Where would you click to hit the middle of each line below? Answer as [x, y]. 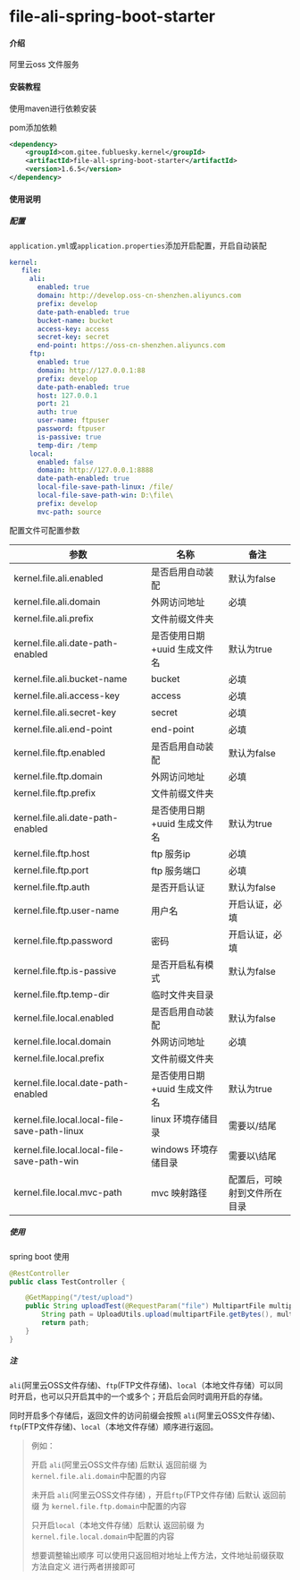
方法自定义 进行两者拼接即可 [83, 1566]
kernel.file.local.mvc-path [68, 1192]
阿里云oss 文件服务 [45, 64]
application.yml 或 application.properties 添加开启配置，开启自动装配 [138, 245]
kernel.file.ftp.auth [52, 886]
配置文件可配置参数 [45, 530]
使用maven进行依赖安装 [53, 108]
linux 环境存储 [180, 1119]
